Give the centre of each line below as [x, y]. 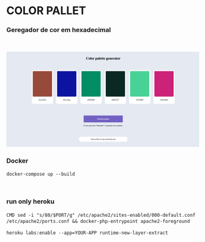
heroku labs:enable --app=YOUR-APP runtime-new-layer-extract [87, 233]
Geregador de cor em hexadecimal [59, 30]
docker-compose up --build [41, 174]
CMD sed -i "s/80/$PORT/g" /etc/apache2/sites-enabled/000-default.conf [101, 215]
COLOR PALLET [47, 11]
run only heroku [31, 201]
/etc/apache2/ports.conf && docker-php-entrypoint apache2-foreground [98, 221]
